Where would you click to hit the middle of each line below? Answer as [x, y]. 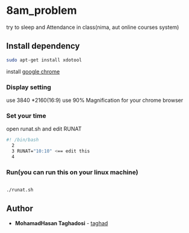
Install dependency [43, 46]
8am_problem [42, 11]
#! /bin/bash [23, 140]
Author [20, 209]
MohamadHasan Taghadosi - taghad [61, 223]
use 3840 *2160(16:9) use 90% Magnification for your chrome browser [95, 100]
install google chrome [33, 71]
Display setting [29, 87]
